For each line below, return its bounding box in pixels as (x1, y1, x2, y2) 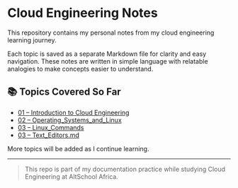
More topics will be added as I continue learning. (7, 144, 149, 153)
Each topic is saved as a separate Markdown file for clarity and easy (7, 49, 207, 58)
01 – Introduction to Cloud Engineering (17, 108, 130, 117)
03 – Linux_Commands (17, 123, 84, 131)
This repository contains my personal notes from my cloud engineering (7, 28, 215, 37)
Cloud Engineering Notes (7, 5, 158, 21)
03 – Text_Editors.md (17, 131, 80, 139)
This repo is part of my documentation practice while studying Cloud (24, 165, 225, 173)
